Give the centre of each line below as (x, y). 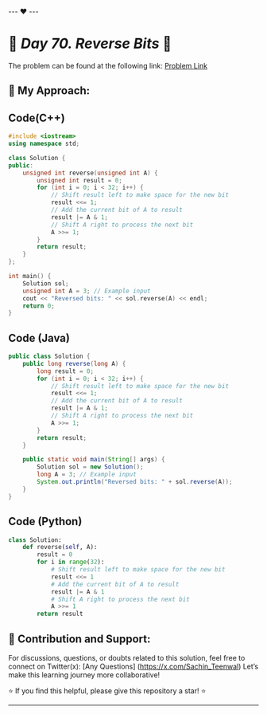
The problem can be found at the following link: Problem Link (108, 65)
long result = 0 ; (65, 371)
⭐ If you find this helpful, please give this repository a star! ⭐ (107, 690)
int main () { (30, 277)
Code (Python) (45, 522)
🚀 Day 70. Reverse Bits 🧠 (90, 44)
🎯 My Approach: (49, 91)
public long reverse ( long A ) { (74, 363)
